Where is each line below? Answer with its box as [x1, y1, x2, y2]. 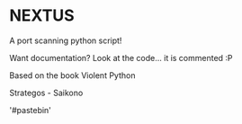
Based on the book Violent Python [9, 69, 136, 81]
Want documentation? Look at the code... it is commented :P [9, 52, 233, 63]
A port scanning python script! [9, 35, 122, 46]
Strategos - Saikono [9, 87, 84, 98]
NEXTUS [9, 5, 75, 26]
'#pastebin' [9, 104, 52, 115]
